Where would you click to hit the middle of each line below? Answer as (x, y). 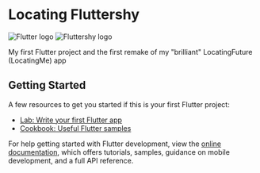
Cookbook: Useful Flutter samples (75, 128)
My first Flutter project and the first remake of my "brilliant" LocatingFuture (130, 52)
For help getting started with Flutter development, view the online (115, 144)
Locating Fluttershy (74, 15)
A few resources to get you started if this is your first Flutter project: (119, 104)
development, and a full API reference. (71, 160)
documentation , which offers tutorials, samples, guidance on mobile (119, 152)
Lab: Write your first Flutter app (71, 120)
